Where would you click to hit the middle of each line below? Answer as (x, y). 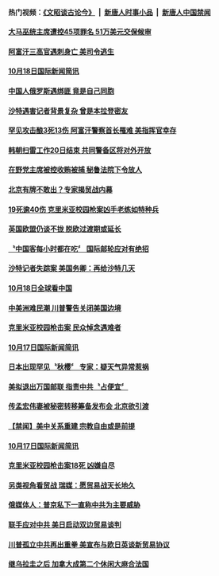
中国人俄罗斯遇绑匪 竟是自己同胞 (61, 91)
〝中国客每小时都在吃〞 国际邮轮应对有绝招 (79, 249)
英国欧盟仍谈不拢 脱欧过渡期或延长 (65, 229)
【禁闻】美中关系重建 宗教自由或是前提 (72, 426)
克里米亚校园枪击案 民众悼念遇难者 (65, 327)
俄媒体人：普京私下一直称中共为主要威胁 (74, 505)
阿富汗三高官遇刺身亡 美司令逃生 (61, 51)
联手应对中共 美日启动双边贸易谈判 (65, 525)
